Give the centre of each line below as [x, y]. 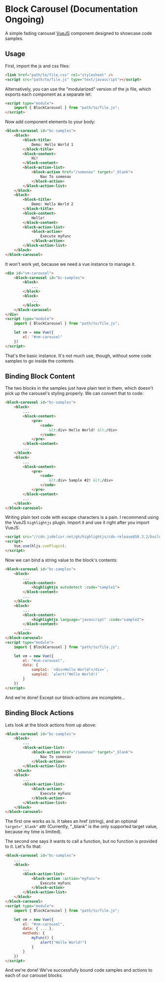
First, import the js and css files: [38, 66]
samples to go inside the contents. [40, 361]
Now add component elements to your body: [50, 122]
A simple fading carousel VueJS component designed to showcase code [79, 33]
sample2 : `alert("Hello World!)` [65, 674]
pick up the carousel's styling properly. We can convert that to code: [74, 394]
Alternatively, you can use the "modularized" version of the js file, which [78, 89]
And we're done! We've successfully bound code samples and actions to [79, 970]
